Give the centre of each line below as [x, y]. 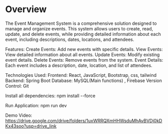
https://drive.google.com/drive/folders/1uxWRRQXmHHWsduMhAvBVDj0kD [84, 120]
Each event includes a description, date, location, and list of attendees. [79, 65]
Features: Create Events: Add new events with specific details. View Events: [84, 49]
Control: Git [17, 86]
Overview [26, 9]
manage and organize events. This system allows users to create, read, [79, 28]
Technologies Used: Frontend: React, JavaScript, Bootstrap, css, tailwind [81, 75]
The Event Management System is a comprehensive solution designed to [81, 23]
